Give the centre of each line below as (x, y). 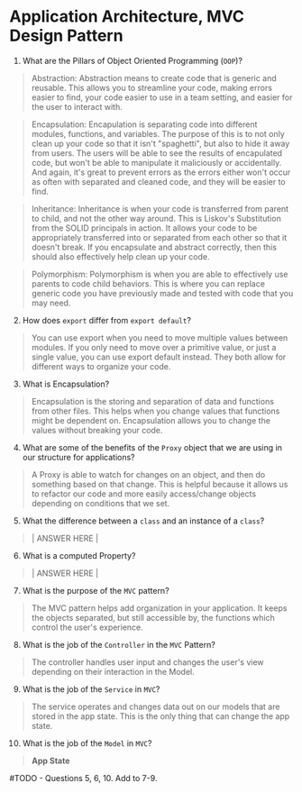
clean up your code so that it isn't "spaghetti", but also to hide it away (160, 143)
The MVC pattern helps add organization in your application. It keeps (159, 608)
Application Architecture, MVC (127, 17)
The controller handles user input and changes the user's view (147, 662)
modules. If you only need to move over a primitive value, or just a (154, 347)
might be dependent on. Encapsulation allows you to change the (151, 420)
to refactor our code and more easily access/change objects (144, 494)
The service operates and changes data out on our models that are (156, 706)
